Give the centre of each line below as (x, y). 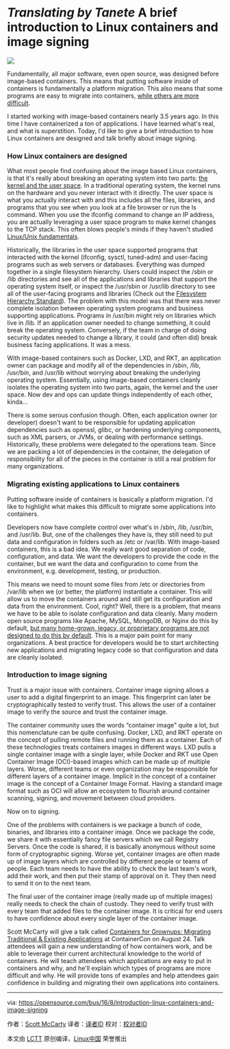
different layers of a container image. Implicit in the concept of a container (112, 776)
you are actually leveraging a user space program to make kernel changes (112, 222)
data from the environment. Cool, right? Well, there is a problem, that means (114, 606)
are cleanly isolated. (35, 657)
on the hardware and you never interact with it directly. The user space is (110, 193)
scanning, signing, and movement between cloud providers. (92, 798)
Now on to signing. (34, 811)
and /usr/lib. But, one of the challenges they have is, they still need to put (110, 534)
